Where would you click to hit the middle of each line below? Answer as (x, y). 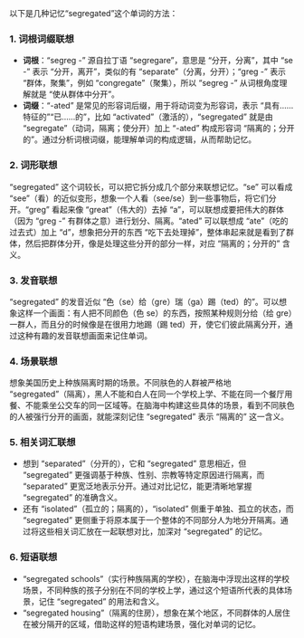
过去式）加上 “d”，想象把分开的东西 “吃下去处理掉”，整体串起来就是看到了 (148, 232)
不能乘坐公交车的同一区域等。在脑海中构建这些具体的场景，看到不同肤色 (160, 405)
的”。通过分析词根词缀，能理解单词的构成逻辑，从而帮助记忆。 (139, 139)
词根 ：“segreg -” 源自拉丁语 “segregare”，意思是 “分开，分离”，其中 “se (158, 61)
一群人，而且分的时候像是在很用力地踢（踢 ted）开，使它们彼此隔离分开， (147, 324)
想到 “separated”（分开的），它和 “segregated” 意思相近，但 (134, 463)
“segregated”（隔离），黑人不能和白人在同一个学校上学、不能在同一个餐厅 (147, 394)
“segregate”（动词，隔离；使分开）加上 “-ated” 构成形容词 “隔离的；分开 (158, 129)
